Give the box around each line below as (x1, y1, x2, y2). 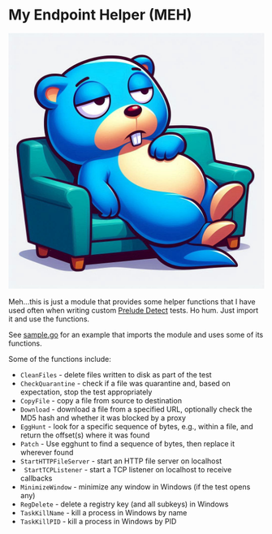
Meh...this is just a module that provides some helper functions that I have (8, 296, 256, 306)
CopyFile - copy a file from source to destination (19, 395, 183, 405)
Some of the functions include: (8, 354, 112, 364)
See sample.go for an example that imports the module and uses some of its (8, 329, 264, 339)
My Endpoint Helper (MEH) (8, 6, 192, 24)
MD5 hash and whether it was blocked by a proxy (19, 412, 187, 423)
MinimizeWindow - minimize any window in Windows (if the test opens (19, 481, 251, 492)
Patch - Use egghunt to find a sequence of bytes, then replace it (19, 438, 235, 448)
